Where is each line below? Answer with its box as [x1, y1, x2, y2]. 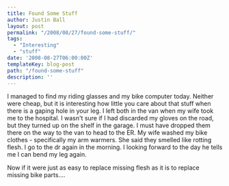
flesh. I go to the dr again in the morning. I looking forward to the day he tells [7, 143, 223, 151]
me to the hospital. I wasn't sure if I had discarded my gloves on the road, [7, 114, 214, 122]
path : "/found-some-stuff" [7, 67, 84, 74]
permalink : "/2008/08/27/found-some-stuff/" [7, 29, 136, 36]
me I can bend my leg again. [7, 150, 87, 159]
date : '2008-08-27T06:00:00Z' [7, 55, 94, 62]
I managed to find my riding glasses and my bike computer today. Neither [7, 92, 214, 101]
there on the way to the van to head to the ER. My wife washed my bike [7, 129, 208, 137]
